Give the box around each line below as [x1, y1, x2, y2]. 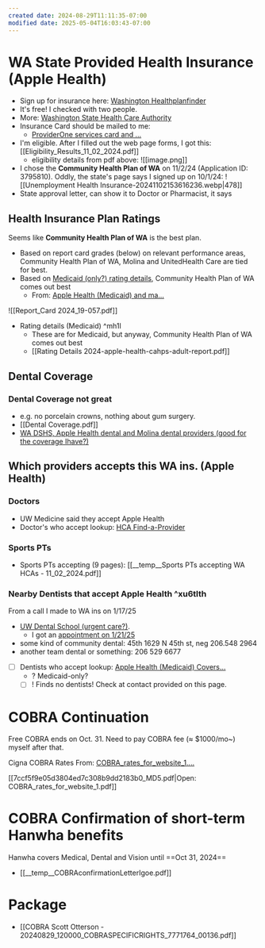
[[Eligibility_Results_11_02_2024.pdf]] [19, 147, 140, 156]
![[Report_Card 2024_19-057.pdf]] [8, 306, 118, 316]
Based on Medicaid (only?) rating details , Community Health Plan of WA [19, 274, 255, 283]
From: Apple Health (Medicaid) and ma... [31, 290, 165, 300]
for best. [19, 265, 48, 274]
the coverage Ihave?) [19, 436, 90, 446]
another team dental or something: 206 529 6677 [19, 647, 182, 657]
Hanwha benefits [8, 827, 124, 845]
